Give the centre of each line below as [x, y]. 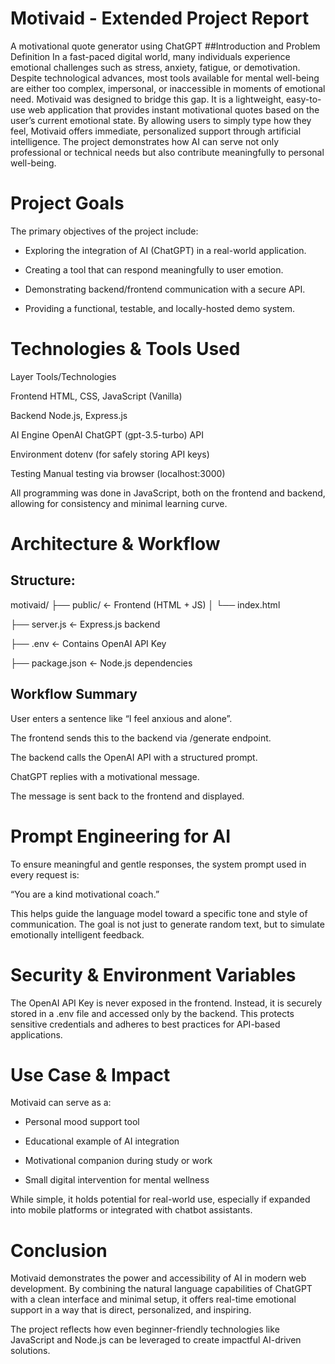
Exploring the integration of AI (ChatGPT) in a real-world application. [165, 250]
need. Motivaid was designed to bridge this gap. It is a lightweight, [147, 99]
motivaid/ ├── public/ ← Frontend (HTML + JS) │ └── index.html [145, 604]
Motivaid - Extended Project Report [160, 18]
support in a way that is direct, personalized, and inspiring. [131, 1310]
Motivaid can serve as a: [61, 1103]
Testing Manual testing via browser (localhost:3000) [118, 473]
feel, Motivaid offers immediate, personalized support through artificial [156, 131]
